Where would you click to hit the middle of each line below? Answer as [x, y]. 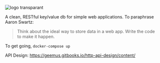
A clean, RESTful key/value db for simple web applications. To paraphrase [80, 17]
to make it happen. [36, 37]
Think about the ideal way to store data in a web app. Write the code [86, 31]
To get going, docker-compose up [38, 46]
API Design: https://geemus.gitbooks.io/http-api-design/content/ [70, 55]
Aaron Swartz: [20, 22]
